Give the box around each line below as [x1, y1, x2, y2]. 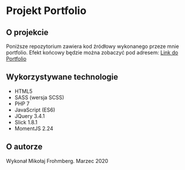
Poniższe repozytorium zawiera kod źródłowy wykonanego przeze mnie [6, 43, 179, 50]
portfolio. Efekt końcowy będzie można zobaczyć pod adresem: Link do [6, 49, 179, 56]
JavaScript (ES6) [14, 106, 55, 113]
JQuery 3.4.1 [14, 112, 45, 119]
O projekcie [6, 27, 48, 37]
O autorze [6, 142, 43, 152]
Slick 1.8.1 [14, 119, 38, 126]
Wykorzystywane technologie [6, 72, 118, 82]
